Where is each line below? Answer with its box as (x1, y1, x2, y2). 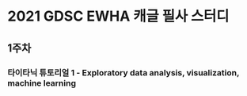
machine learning (7, 77, 77, 88)
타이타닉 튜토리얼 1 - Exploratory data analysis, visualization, (7, 67, 240, 78)
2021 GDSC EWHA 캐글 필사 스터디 (7, 7, 230, 25)
